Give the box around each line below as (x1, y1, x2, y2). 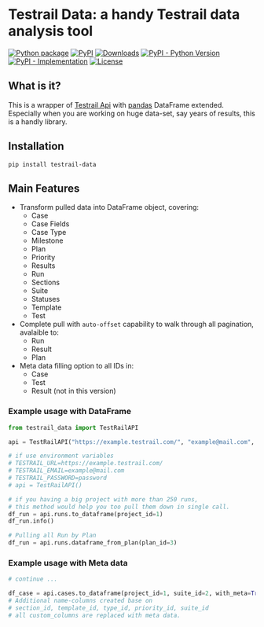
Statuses (31, 295, 60, 304)
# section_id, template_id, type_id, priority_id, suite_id (8, 603, 210, 612)
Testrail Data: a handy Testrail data (8, 5, 240, 24)
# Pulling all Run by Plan (8, 532, 97, 540)
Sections (31, 277, 60, 288)
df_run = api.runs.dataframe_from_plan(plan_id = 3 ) (8, 539, 178, 547)
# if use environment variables (8, 452, 114, 460)
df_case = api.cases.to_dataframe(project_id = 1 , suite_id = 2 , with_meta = (8, 589, 251, 598)
